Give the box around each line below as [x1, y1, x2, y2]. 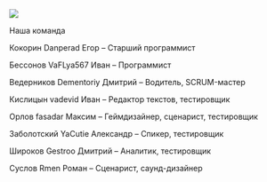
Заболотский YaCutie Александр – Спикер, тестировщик [9, 129, 224, 138]
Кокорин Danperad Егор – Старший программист [9, 43, 196, 52]
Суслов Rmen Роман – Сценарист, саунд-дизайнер [9, 163, 203, 173]
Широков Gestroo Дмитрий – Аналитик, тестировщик [9, 146, 212, 156]
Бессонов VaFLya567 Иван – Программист [9, 59, 172, 70]
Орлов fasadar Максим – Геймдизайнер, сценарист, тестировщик [9, 111, 258, 122]
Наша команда [9, 26, 66, 36]
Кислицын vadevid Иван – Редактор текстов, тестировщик [9, 94, 231, 105]
